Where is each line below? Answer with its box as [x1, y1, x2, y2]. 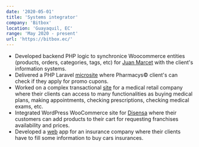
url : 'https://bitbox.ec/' [6, 36, 73, 42]
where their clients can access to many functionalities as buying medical [14, 90, 193, 97]
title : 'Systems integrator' [6, 14, 78, 20]
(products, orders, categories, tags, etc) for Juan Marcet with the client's [14, 59, 194, 66]
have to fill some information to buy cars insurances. [14, 135, 144, 141]
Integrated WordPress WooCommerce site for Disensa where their [14, 109, 177, 116]
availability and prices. [14, 122, 70, 129]
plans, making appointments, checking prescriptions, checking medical [14, 97, 189, 104]
